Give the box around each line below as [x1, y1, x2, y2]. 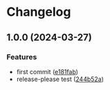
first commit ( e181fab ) [16, 67, 79, 76]
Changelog [6, 4, 71, 20]
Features [6, 52, 37, 62]
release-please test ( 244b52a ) [16, 75, 104, 83]
